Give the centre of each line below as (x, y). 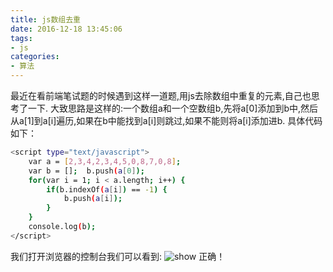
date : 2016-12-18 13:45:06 (66, 29)
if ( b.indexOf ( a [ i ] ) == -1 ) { (107, 189)
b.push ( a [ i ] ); (93, 199)
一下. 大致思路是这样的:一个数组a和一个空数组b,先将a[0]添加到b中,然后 (172, 108)
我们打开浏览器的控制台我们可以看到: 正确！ (118, 256)
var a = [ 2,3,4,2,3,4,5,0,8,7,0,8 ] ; (105, 161)
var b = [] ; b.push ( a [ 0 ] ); (86, 171)
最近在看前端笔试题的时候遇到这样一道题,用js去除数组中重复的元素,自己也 (161, 95)
